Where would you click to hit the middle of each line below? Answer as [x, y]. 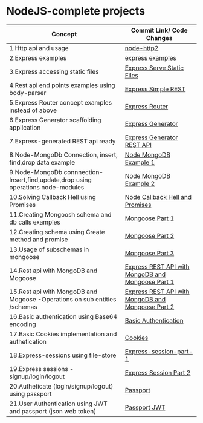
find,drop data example [42, 162]
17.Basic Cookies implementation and [63, 334]
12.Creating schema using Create [57, 232]
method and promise [39, 239]
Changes [159, 38]
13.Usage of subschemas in [49, 249]
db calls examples [35, 222]
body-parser [28, 93]
